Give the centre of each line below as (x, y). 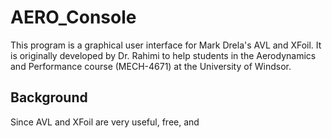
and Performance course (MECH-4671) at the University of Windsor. (151, 66)
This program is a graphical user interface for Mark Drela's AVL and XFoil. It (166, 45)
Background (49, 97)
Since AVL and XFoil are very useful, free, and (105, 122)
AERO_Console (73, 17)
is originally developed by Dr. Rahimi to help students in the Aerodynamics (163, 55)
